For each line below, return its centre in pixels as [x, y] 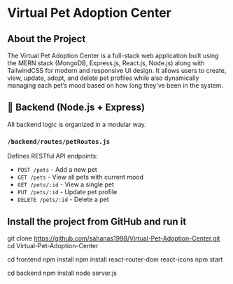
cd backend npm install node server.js [62, 273]
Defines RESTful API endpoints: [52, 156]
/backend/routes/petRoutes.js [59, 141]
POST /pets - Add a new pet [57, 170]
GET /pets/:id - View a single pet [65, 184]
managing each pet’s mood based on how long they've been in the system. [115, 85]
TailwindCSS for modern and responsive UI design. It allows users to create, [117, 70]
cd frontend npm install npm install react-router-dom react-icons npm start [115, 259]
